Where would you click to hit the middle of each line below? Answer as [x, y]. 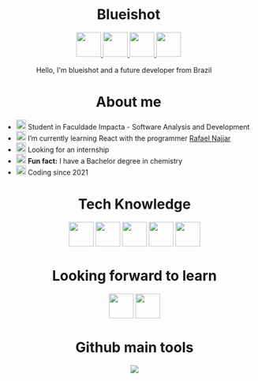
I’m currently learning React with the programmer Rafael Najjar [129, 138]
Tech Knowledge [134, 204]
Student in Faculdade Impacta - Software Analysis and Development [138, 126]
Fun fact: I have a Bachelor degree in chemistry [105, 160]
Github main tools [135, 347]
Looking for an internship [68, 149]
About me [129, 102]
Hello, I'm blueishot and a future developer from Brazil [124, 70]
